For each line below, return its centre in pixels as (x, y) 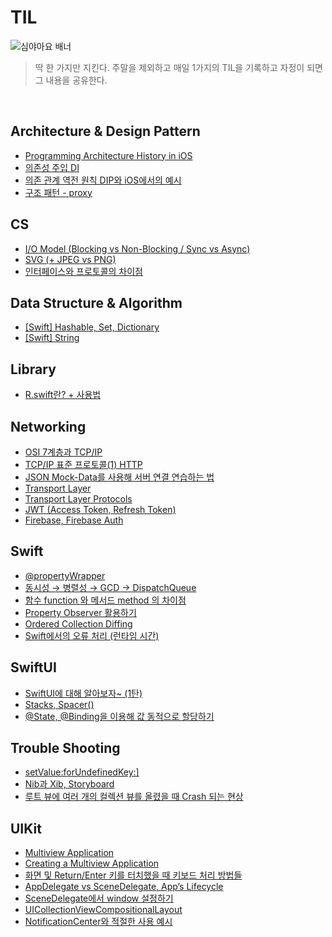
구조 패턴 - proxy (58, 192)
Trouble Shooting (65, 748)
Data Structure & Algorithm (96, 302)
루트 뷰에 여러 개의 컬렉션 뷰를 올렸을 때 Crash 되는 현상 (134, 797)
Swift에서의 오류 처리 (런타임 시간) (92, 635)
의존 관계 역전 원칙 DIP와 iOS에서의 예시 (103, 180)
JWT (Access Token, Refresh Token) (100, 509)
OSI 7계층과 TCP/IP (63, 452)
